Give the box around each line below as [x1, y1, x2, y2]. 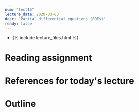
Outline [5, 98, 36, 109]
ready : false [5, 21, 32, 26]
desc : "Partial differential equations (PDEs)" [5, 16, 106, 21]
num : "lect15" [5, 7, 35, 12]
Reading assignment [5, 52, 92, 64]
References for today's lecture [5, 75, 134, 86]
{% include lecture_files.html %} [12, 35, 79, 41]
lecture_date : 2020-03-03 [5, 12, 59, 17]
